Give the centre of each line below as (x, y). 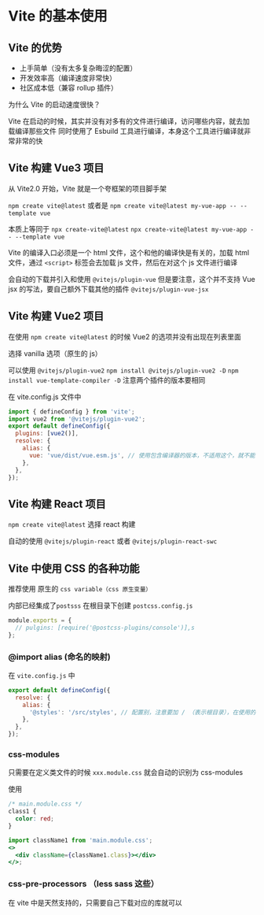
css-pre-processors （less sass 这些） (84, 884)
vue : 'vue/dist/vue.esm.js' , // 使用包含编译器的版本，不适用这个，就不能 (142, 455)
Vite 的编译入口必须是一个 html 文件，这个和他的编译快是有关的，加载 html (129, 252)
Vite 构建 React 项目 (57, 504)
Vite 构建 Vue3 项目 (56, 168)
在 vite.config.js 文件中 (45, 396)
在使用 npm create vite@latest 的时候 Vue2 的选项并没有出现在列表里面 (125, 336)
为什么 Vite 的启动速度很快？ (54, 104)
